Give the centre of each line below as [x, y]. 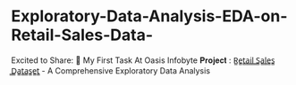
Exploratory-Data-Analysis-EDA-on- [149, 16]
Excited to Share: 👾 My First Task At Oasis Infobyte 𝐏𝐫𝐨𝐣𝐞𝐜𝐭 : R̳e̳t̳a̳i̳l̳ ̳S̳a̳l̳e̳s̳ [143, 60]
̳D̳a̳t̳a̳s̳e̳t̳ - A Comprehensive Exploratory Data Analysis [110, 70]
